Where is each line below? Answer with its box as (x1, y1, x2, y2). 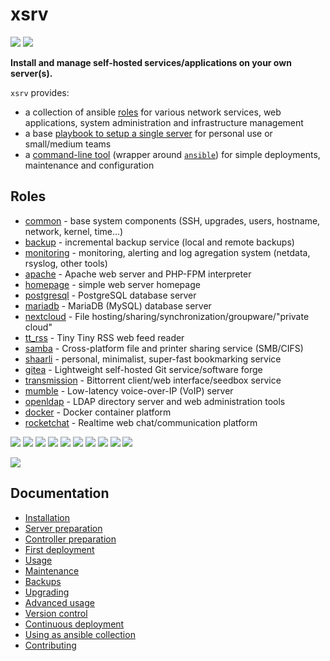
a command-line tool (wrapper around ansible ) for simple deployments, (24, 148, 321, 160)
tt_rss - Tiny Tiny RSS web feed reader (24, 331, 185, 343)
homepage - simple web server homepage (24, 278, 201, 290)
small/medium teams (24, 138, 112, 150)
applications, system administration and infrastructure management (24, 116, 304, 128)
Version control (24, 607, 88, 619)
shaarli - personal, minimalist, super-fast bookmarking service (24, 353, 282, 365)
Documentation (10, 485, 110, 502)
